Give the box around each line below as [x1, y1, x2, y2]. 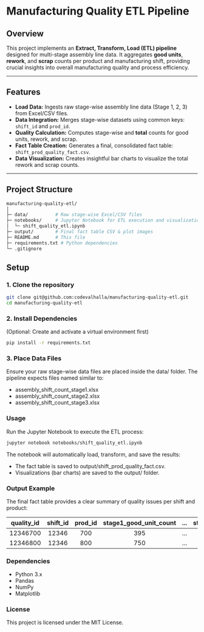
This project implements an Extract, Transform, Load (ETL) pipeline [6, 44, 177, 52]
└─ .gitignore [6, 246, 42, 252]
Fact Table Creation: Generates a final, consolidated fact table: [15, 141, 174, 149]
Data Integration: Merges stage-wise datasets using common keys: [15, 116, 185, 123]
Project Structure [6, 184, 73, 195]
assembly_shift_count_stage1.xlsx [15, 386, 99, 394]
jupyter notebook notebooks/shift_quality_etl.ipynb [6, 440, 143, 446]
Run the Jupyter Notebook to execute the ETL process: [6, 428, 144, 435]
